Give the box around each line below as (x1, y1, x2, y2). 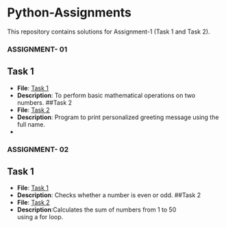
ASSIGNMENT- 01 (7, 45, 68, 54)
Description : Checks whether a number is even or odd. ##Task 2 (16, 191, 201, 199)
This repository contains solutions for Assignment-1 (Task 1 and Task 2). (7, 27, 210, 36)
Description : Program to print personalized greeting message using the (16, 113, 219, 121)
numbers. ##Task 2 (16, 98, 73, 107)
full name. (16, 120, 46, 128)
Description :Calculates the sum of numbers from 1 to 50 (16, 205, 177, 214)
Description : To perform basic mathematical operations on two (16, 91, 196, 99)
